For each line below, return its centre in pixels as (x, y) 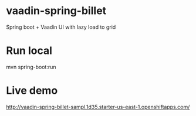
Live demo (32, 91)
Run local (29, 51)
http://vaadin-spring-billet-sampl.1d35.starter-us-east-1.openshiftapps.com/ (98, 107)
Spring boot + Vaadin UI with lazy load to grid (61, 27)
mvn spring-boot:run (31, 67)
